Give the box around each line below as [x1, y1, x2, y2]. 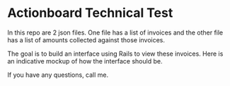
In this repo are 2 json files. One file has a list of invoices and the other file [7, 28, 224, 37]
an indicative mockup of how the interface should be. [7, 56, 163, 65]
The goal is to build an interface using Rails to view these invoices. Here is [7, 49, 224, 58]
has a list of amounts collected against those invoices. [7, 35, 165, 44]
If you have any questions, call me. [7, 70, 109, 79]
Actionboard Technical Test [7, 5, 173, 21]
